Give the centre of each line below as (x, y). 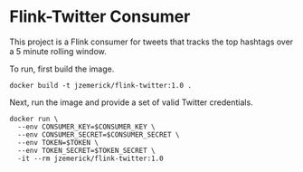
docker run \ (34, 119)
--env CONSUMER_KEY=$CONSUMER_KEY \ (86, 127)
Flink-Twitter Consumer (100, 17)
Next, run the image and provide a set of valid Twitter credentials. (131, 102)
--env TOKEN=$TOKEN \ (58, 142)
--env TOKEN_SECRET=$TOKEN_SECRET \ (86, 150)
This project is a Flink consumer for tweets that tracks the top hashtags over (151, 42)
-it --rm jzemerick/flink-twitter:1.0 (91, 158)
